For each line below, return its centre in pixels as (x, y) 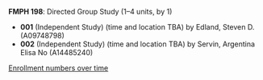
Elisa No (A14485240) (56, 52)
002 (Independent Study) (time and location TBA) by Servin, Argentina (138, 44)
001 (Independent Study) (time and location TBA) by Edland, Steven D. (137, 27)
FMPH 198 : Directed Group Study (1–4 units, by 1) (90, 12)
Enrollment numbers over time (58, 68)
